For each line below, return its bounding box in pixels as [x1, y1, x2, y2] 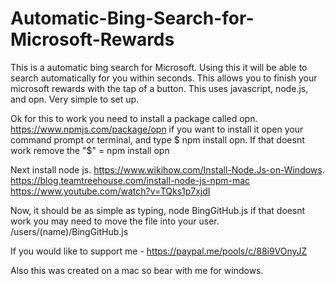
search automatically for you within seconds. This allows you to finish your [10, 72, 318, 84]
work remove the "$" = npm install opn [10, 144, 170, 156]
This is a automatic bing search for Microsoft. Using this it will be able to [10, 61, 308, 73]
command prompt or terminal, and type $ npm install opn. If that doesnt [10, 133, 305, 146]
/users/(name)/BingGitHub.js [10, 225, 129, 237]
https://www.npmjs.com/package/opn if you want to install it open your [10, 123, 304, 135]
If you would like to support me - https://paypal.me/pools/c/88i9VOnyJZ [10, 245, 308, 257]
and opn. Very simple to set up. [10, 93, 140, 105]
